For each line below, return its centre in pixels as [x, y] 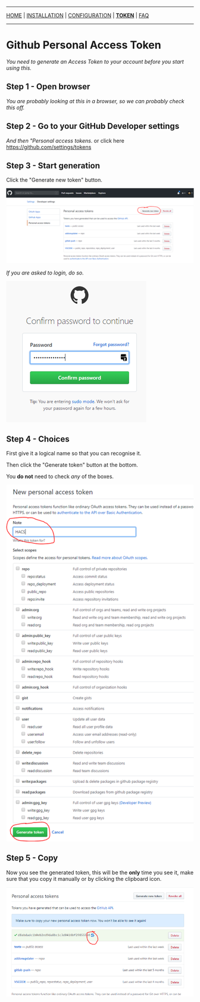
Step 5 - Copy [32, 858]
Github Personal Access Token [84, 45]
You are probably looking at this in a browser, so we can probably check [95, 101]
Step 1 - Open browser [48, 87]
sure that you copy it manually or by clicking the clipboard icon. [84, 878]
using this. [19, 68]
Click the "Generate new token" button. [54, 180]
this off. [15, 107]
